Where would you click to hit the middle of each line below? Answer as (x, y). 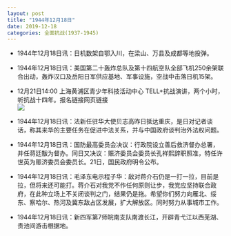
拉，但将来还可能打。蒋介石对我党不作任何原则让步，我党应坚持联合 (114, 185)
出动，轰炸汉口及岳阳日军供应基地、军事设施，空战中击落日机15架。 (120, 77)
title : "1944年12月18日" (41, 20)
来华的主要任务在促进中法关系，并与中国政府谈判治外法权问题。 (132, 130)
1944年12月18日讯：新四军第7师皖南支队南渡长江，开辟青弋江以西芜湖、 (120, 217)
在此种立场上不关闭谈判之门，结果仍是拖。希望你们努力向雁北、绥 (123, 194)
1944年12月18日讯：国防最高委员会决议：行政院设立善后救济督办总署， (118, 145)
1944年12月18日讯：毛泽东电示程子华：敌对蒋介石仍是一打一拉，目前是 (118, 177)
